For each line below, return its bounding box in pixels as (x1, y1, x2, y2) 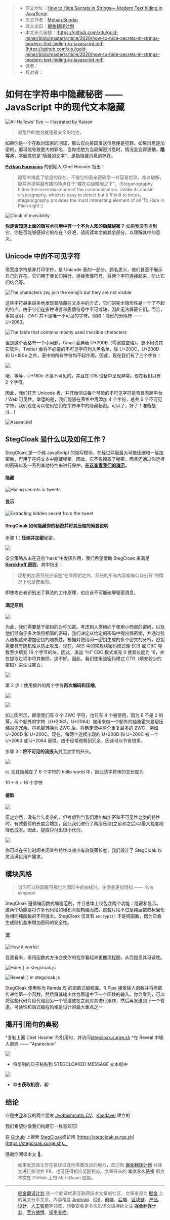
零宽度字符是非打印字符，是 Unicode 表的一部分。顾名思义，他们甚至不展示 (5, 266, 163, 273)
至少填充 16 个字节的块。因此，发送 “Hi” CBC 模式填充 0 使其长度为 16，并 (9, 649, 164, 656)
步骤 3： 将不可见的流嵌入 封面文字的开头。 (5, 749, 94, 755)
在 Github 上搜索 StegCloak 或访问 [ (5, 1134, 78, 1140)
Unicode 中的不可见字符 (5, 252, 81, 261)
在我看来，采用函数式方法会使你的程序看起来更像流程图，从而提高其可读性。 (5, 954, 165, 960)
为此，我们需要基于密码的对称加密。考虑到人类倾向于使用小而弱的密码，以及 (5, 624, 165, 630)
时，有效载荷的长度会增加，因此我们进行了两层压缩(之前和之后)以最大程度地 (5, 820, 164, 826)
